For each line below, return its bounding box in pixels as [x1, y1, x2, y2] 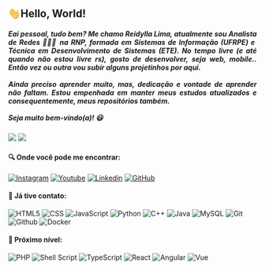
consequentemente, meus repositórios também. [8, 96, 170, 106]
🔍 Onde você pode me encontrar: [8, 152, 121, 162]
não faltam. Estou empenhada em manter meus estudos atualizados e [8, 88, 257, 97]
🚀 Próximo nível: [8, 235, 63, 245]
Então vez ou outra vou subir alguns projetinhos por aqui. [8, 62, 201, 72]
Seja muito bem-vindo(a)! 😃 [8, 113, 104, 122]
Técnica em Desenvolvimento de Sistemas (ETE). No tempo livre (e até [8, 46, 257, 55]
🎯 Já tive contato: [8, 191, 67, 201]
